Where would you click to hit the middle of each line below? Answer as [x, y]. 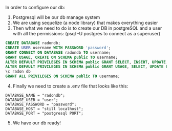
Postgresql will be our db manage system [56, 17]
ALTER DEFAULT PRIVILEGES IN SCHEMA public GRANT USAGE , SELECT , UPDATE [84, 67]
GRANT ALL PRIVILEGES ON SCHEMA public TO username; [63, 76]
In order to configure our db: [35, 7]
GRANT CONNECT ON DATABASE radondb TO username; [58, 52]
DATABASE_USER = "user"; [32, 100]
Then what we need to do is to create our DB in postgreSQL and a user [87, 28]
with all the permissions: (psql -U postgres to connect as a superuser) [86, 34]
